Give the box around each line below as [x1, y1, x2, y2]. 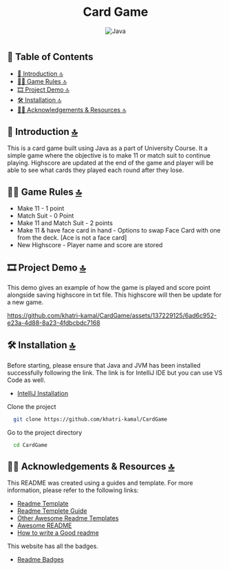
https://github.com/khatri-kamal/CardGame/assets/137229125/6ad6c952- [7, 311, 217, 319]
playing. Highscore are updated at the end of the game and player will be [7, 159, 214, 167]
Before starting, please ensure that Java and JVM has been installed [7, 361, 201, 369]
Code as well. [7, 376, 46, 384]
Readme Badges [17, 556, 64, 564]
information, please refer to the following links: [7, 486, 139, 494]
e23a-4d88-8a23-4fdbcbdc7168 [7, 318, 101, 327]
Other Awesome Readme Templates [17, 514, 119, 522]
